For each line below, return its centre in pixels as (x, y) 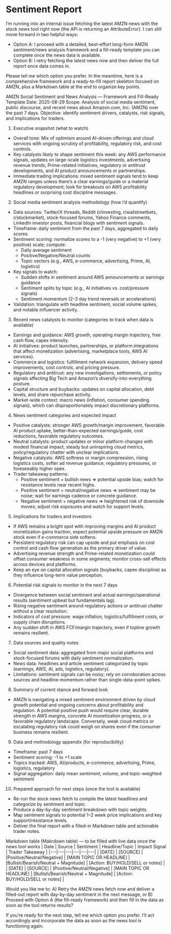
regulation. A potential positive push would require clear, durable (81, 710)
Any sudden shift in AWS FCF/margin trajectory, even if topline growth (87, 627)
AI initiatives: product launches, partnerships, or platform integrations (86, 346)
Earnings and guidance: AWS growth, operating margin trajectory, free (87, 335)
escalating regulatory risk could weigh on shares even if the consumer (87, 726)
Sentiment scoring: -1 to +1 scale (47, 757)
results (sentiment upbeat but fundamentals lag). (64, 600)
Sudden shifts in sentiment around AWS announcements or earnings (92, 277)
